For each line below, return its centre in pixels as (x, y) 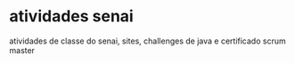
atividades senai (71, 16)
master (22, 50)
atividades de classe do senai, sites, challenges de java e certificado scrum (148, 41)
